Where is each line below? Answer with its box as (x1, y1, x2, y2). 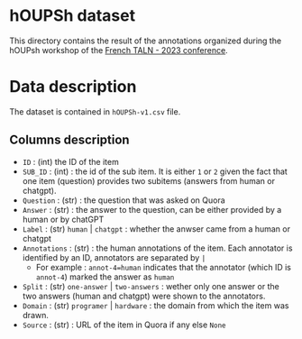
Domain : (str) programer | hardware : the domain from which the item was (22, 299, 289, 311)
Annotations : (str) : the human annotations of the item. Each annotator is (22, 243, 293, 253)
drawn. (22, 309, 50, 320)
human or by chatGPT (22, 214, 105, 224)
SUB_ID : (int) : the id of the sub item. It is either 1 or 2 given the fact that (22, 166, 288, 177)
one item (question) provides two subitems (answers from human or (22, 175, 275, 186)
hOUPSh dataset (9, 5, 136, 26)
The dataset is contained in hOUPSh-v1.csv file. (9, 105, 181, 117)
